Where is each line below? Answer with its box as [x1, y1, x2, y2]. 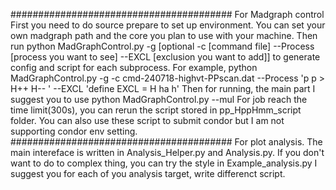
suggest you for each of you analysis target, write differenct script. [10, 168, 286, 179]
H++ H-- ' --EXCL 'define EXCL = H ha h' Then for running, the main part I [10, 83, 316, 94]
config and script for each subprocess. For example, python [10, 62, 258, 73]
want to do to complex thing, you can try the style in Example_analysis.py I [10, 157, 318, 169]
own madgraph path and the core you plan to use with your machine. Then [10, 30, 318, 41]
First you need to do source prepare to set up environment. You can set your [10, 19, 326, 31]
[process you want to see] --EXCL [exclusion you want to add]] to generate [10, 51, 321, 63]
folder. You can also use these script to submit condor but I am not [10, 115, 285, 126]
